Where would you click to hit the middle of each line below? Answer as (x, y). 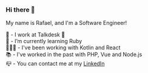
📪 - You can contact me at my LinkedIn (55, 64)
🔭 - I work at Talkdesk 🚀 (35, 35)
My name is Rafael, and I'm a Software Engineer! (66, 23)
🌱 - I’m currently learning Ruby (44, 41)
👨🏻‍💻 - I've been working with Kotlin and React (63, 47)
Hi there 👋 (21, 10)
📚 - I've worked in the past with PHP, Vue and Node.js (74, 55)
